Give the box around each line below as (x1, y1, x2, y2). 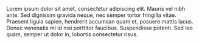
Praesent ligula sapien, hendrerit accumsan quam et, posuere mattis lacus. (6, 18, 194, 25)
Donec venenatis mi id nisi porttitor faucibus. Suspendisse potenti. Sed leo (6, 24, 193, 31)
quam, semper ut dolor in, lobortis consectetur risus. (6, 31, 138, 38)
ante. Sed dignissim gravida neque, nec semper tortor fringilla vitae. (6, 11, 176, 19)
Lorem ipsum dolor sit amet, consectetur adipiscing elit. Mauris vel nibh (6, 5, 186, 12)
